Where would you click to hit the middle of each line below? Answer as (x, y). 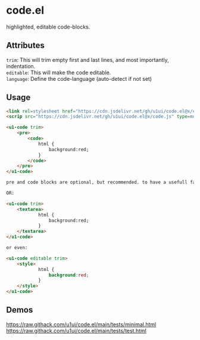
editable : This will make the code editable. (59, 73)
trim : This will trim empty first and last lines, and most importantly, (87, 59)
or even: (17, 248)
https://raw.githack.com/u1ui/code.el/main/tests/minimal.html (81, 324)
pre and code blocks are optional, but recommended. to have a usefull (97, 182)
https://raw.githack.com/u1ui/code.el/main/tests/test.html (76, 330)
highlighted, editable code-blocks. (48, 27)
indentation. (21, 66)
